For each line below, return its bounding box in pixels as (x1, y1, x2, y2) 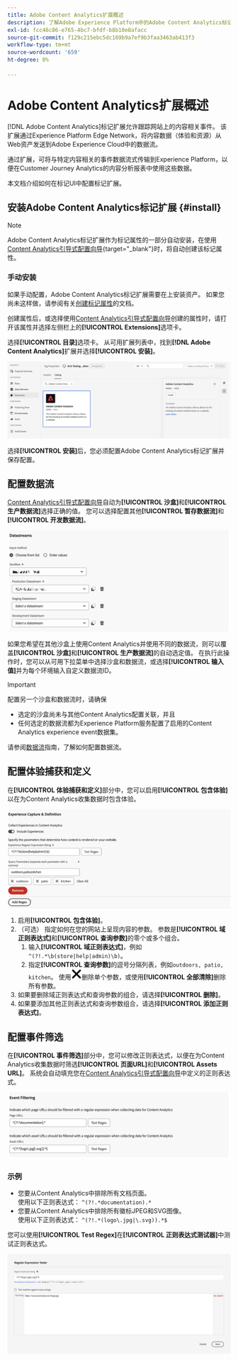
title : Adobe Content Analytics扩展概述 (7, 11, 124, 18)
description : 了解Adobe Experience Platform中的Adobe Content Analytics (7, 18, 222, 26)
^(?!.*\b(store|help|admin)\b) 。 (28, 952, 127, 960)
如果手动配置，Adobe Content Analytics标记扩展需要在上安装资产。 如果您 (7, 290, 225, 298)
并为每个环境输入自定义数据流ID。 (16, 666, 115, 675)
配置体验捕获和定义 (7, 765, 91, 777)
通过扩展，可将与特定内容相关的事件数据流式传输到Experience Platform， (7, 154, 222, 163)
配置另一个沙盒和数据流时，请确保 (7, 695, 107, 703)
